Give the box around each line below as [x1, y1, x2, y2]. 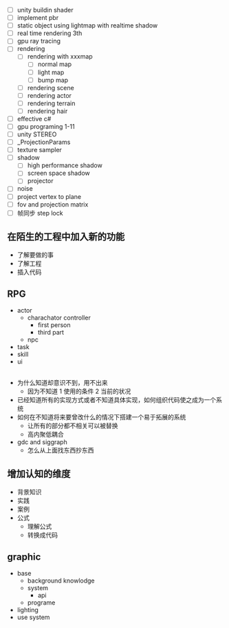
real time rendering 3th [17, 29, 83, 37]
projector [27, 177, 54, 185]
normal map [37, 60, 72, 68]
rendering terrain [27, 99, 76, 107]
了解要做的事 [17, 251, 54, 259]
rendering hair [27, 107, 68, 115]
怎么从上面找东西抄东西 [27, 446, 94, 454]
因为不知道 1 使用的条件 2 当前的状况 [27, 387, 131, 395]
